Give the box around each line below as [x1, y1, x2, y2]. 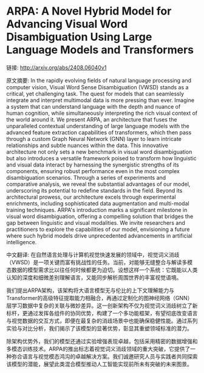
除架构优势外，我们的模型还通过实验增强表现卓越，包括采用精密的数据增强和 [6, 337, 198, 344]
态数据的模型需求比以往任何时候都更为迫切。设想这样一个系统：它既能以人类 [6, 266, 198, 273]
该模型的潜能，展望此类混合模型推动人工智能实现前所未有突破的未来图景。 [6, 360, 192, 368]
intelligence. [6, 238, 37, 245]
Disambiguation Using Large [6, 30, 152, 44]
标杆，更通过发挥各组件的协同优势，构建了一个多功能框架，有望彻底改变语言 [6, 309, 198, 317]
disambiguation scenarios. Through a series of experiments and [6, 174, 166, 181]
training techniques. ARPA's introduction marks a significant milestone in [6, 206, 188, 213]
